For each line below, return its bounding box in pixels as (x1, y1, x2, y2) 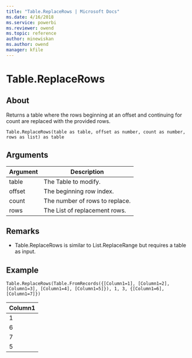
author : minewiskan (6, 36, 54, 42)
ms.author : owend (6, 42, 49, 48)
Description (70, 167, 104, 175)
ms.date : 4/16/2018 (6, 14, 54, 20)
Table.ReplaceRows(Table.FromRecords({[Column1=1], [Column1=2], (6, 281, 170, 287)
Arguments (6, 150, 49, 160)
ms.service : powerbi (6, 19, 57, 25)
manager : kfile (6, 47, 44, 53)
